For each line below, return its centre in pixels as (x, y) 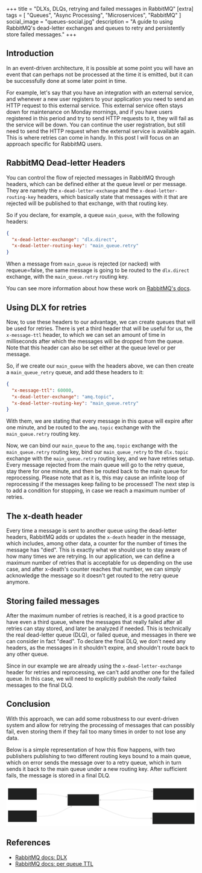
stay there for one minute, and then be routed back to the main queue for (97, 472)
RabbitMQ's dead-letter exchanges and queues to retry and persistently (96, 28)
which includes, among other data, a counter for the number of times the (96, 544)
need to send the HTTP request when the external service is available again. (101, 131)
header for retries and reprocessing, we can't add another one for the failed (100, 672)
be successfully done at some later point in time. (67, 80)
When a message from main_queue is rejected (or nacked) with (84, 264)
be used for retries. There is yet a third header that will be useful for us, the (99, 328)
